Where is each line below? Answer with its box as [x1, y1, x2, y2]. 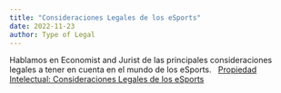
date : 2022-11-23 [9, 22, 75, 31]
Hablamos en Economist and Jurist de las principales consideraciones [9, 55, 273, 66]
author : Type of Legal [9, 30, 95, 39]
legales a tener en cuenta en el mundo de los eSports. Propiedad [9, 64, 257, 75]
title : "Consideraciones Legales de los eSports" [9, 13, 202, 23]
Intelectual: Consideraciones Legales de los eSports [9, 74, 205, 85]
